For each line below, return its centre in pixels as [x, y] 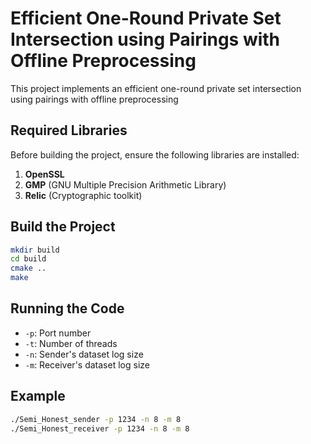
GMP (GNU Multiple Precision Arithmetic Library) [125, 184]
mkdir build [35, 250]
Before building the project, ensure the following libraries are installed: [155, 154]
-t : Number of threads [71, 343]
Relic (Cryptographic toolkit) [83, 195]
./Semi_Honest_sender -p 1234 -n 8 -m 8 [96, 419]
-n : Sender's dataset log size [84, 354]
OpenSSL [44, 174]
